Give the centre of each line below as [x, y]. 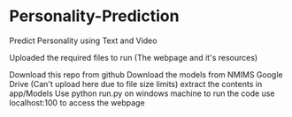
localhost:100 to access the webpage [77, 102]
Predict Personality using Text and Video [83, 40]
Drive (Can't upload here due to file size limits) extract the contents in [136, 84]
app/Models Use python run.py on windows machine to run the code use [142, 93]
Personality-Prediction [94, 16]
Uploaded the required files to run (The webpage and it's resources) [134, 57]
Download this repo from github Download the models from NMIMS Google [146, 74]
